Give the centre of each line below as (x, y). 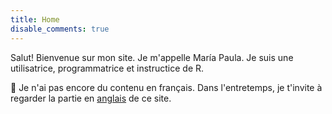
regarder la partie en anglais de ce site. (91, 98)
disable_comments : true (60, 29)
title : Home (35, 19)
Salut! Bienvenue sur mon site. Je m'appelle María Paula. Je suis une (152, 57)
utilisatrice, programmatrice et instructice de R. (107, 68)
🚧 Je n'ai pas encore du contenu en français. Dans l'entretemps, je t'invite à (166, 87)
